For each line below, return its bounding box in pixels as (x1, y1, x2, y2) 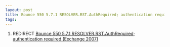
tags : (5, 17, 17, 22)
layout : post (5, 7, 33, 13)
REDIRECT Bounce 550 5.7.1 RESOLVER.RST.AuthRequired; (12, 31, 135, 37)
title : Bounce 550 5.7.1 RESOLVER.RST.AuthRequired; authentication (5, 12, 153, 17)
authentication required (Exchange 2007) (12, 36, 99, 42)
